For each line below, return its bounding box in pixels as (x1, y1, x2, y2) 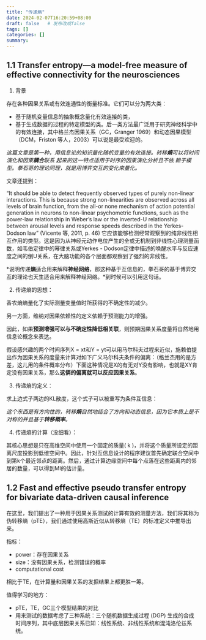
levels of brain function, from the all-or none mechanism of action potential (6, 202, 196, 210)
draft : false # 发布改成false (6, 20, 86, 26)
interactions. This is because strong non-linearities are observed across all (6, 196, 194, 203)
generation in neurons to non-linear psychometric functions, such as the (6, 209, 189, 216)
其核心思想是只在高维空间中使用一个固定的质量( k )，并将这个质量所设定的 (6, 441, 193, 449)
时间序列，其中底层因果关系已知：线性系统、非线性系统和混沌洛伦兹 (15, 619, 187, 627)
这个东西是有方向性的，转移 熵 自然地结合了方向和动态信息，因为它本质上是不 (6, 408, 199, 415)
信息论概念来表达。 (6, 332, 55, 340)
